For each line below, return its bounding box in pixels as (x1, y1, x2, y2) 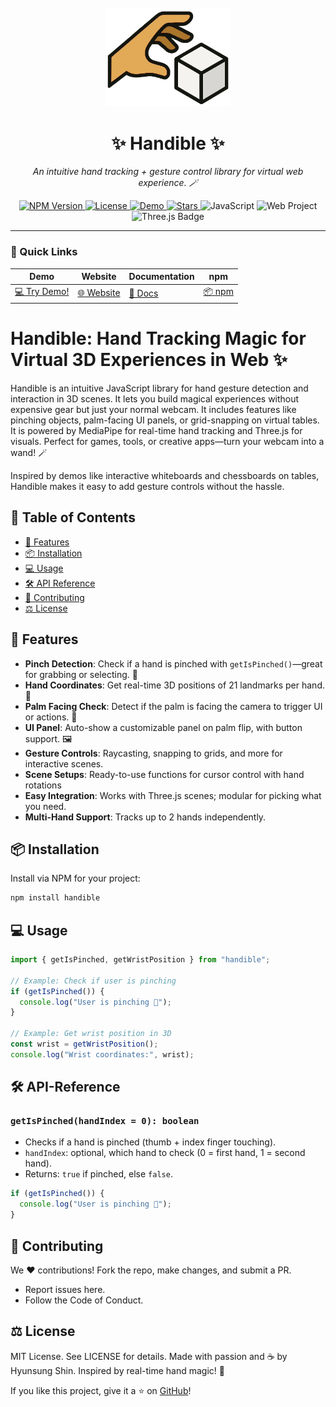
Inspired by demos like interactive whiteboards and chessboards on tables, (10, 469, 320, 481)
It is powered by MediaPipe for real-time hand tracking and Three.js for (10, 424, 303, 436)
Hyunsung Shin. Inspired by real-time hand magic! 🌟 (10, 1364, 225, 1376)
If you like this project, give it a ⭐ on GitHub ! (10, 1384, 192, 1396)
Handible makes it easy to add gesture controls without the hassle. (10, 480, 285, 492)
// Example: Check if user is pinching (10, 976, 177, 986)
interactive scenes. (24, 757, 104, 770)
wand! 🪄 (10, 446, 48, 458)
